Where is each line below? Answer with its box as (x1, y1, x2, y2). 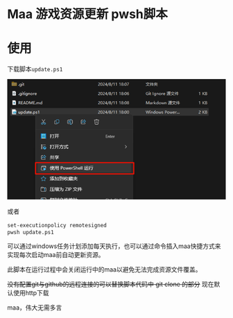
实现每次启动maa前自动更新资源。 (7, 251, 105, 259)
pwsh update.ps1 (7, 229, 54, 236)
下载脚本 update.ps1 (7, 65, 63, 73)
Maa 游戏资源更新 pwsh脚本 (7, 6, 169, 22)
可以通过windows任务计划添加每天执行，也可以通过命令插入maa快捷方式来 (7, 242, 221, 250)
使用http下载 (12, 289, 50, 297)
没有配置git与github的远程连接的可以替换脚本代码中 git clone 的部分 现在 (7, 280, 214, 288)
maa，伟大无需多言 (7, 303, 62, 312)
